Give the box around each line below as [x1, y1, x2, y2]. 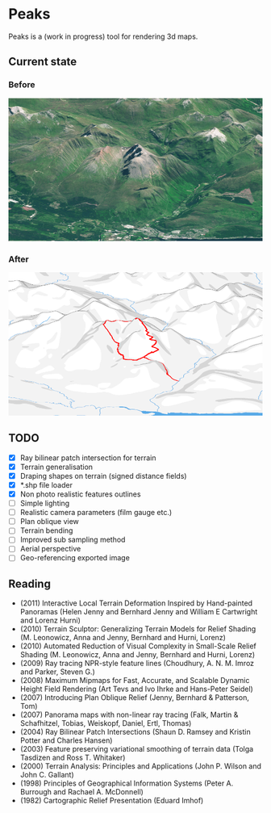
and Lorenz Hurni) [19, 615, 81, 626]
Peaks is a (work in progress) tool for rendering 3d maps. [8, 31, 198, 41]
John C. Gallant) [19, 770, 74, 780]
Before [8, 79, 35, 90]
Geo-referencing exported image [19, 553, 131, 563]
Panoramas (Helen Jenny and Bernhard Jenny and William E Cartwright [19, 607, 258, 617]
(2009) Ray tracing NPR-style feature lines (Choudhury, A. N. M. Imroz [19, 659, 255, 668]
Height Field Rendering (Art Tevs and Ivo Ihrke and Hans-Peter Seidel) [19, 684, 254, 694]
